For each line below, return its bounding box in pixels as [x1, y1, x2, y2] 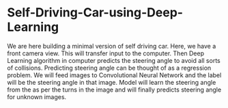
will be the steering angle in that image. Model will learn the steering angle [7, 78, 216, 86]
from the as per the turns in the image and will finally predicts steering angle [7, 85, 222, 94]
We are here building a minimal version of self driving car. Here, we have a [7, 42, 216, 50]
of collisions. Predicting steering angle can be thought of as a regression [7, 64, 212, 72]
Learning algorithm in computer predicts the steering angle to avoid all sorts [7, 56, 220, 64]
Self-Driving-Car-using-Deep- [7, 5, 183, 21]
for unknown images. [7, 92, 67, 100]
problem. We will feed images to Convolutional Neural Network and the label [7, 70, 222, 79]
